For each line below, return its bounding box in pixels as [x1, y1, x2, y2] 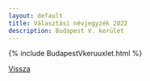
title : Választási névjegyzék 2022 [8, 19, 128, 27]
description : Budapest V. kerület [8, 26, 125, 34]
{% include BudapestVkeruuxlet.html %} [8, 49, 143, 59]
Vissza [8, 64, 31, 74]
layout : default [8, 11, 63, 20]
